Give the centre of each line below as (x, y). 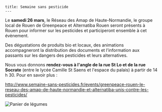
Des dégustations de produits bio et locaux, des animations (64, 45)
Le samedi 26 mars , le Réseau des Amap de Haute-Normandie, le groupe (79, 20)
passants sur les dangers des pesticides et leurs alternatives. (66, 55)
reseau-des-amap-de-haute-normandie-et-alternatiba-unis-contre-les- (77, 89)
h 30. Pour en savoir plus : (31, 75)
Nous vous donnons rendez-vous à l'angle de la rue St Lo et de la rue (75, 65)
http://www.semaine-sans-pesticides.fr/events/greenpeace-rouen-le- (75, 84)
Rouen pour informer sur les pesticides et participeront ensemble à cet (76, 31)
